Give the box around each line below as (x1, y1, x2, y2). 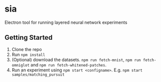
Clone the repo (11, 46, 42, 52)
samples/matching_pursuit (11, 72, 65, 77)
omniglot (11, 63, 30, 67)
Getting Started (4, 33, 53, 42)
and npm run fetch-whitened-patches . (30, 62, 107, 67)
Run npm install (11, 51, 46, 57)
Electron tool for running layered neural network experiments (4, 19, 128, 25)
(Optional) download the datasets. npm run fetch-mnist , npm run (11, 57, 141, 63)
